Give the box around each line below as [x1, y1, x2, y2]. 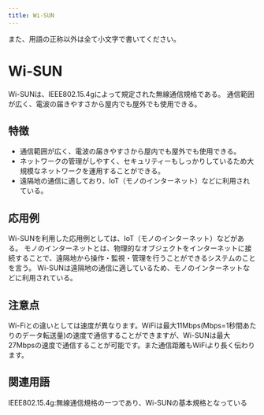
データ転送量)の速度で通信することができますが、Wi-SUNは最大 [21, 331, 231, 339]
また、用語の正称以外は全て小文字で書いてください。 [8, 34, 181, 43]
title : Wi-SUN [8, 11, 55, 20]
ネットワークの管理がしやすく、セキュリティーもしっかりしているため [19, 157, 247, 166]
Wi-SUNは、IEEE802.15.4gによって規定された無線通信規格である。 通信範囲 [8, 89, 255, 98]
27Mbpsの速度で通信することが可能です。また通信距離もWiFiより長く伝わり [8, 340, 255, 350]
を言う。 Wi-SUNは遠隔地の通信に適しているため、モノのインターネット [8, 263, 244, 272]
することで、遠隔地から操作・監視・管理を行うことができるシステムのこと [14, 254, 256, 263]
